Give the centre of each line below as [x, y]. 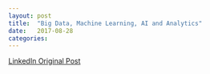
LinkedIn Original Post [44, 61]
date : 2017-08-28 [41, 31]
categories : [28, 38]
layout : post [30, 16]
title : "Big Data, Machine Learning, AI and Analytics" [105, 23]
